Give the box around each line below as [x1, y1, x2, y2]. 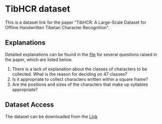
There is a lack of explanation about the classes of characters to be [12, 66, 147, 72]
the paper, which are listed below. [5, 57, 72, 62]
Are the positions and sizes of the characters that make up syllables [12, 81, 148, 87]
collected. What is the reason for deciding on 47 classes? [12, 71, 127, 77]
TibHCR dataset [5, 3, 71, 15]
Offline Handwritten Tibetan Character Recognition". [5, 24, 110, 30]
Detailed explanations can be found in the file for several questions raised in [5, 51, 157, 57]
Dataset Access [5, 101, 54, 109]
